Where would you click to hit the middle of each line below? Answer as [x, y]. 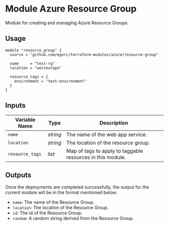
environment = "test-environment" [50, 81]
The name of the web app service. [107, 134]
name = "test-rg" [32, 64]
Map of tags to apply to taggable [105, 151]
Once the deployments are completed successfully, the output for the [77, 187]
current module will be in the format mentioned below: [61, 193]
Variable [25, 120]
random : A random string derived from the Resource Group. [73, 218]
